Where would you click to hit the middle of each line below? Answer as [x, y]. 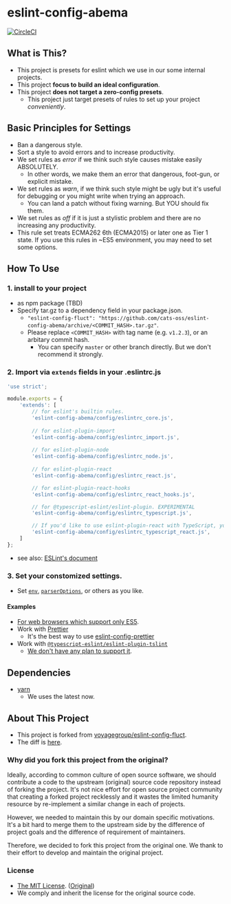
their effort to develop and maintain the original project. [85, 853]
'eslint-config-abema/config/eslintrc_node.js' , [103, 456]
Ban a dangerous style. [50, 144]
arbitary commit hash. [58, 340]
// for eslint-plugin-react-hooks [81, 488]
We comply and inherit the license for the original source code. [106, 893]
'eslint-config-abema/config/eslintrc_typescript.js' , [112, 513]
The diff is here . [40, 742]
